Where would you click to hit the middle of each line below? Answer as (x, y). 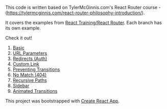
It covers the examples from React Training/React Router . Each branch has (83, 23)
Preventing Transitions (36, 69)
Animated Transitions (35, 91)
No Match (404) (30, 75)
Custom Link (26, 64)
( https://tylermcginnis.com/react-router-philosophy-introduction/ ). (75, 13)
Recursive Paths (30, 80)
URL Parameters (30, 53)
